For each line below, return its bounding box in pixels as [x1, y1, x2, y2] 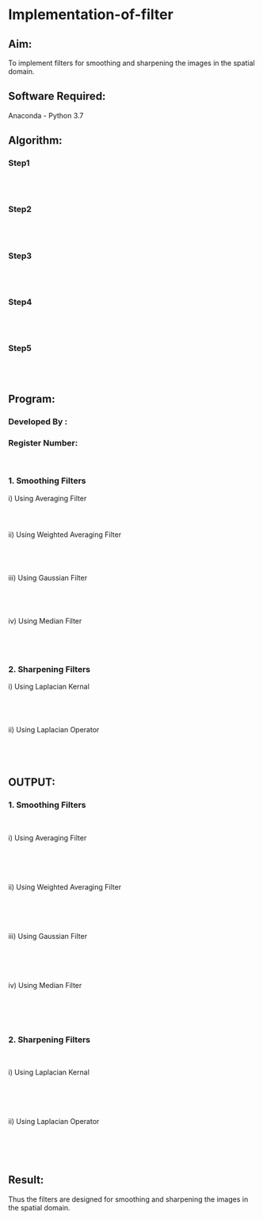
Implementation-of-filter [8, 6, 174, 24]
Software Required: [8, 90, 106, 103]
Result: [8, 1173, 44, 1187]
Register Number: [8, 437, 78, 448]
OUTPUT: [8, 776, 55, 790]
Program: [8, 392, 55, 406]
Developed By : [8, 416, 68, 427]
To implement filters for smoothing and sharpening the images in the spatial [8, 58, 255, 68]
